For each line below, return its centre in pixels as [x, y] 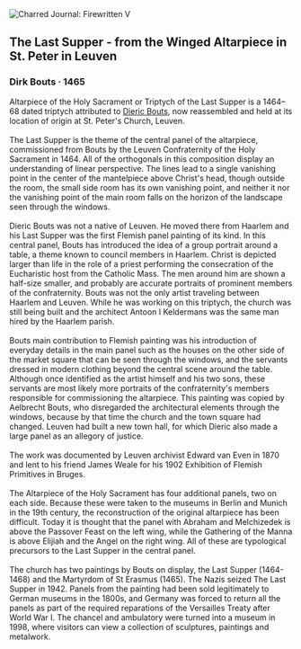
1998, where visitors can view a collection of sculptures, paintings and [139, 627]
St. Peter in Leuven [63, 56]
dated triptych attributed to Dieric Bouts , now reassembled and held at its [157, 111]
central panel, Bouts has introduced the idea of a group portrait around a [144, 244]
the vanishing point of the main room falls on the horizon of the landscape [146, 197]
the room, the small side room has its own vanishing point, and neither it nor [150, 187]
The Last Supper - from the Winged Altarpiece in [148, 43]
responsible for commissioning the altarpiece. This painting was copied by [147, 397]
